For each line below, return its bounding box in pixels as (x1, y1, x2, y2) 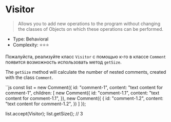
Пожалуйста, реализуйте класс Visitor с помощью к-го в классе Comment (5, 53, 166, 59)
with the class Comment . (5, 74, 53, 80)
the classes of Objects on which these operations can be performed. (17, 26, 163, 32)
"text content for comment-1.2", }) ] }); (5, 100, 86, 107)
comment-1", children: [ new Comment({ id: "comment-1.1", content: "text (5, 90, 160, 96)
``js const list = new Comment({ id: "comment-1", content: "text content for (5, 84, 163, 90)
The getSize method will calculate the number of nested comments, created (5, 69, 166, 75)
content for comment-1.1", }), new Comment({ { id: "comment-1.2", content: (5, 95, 163, 101)
